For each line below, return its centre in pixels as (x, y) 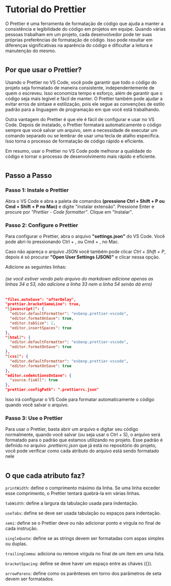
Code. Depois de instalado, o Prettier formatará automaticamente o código (83, 125)
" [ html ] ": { (18, 337)
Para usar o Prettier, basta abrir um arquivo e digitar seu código (72, 429)
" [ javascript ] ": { (25, 309)
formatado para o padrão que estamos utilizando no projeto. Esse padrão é (84, 440)
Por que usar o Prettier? (44, 70)
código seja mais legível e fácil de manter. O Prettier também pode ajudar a (84, 99)
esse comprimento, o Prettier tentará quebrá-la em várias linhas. (73, 493)
